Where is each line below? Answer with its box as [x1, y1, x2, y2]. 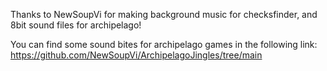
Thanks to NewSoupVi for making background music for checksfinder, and [10, 9, 318, 20]
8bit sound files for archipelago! [10, 19, 142, 31]
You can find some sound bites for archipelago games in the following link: [10, 39, 318, 50]
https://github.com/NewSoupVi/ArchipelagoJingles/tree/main [10, 49, 263, 61]
